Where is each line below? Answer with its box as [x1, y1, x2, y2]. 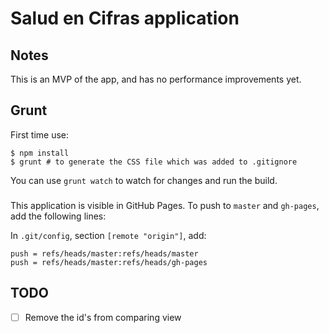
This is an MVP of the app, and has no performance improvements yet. [10, 73, 302, 85]
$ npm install [10, 148, 70, 158]
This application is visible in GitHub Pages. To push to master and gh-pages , [10, 199, 320, 211]
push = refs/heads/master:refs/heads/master [10, 248, 199, 259]
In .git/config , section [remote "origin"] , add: [10, 229, 207, 241]
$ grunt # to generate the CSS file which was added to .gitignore [10, 157, 298, 167]
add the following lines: [10, 210, 107, 222]
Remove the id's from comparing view [24, 311, 182, 323]
